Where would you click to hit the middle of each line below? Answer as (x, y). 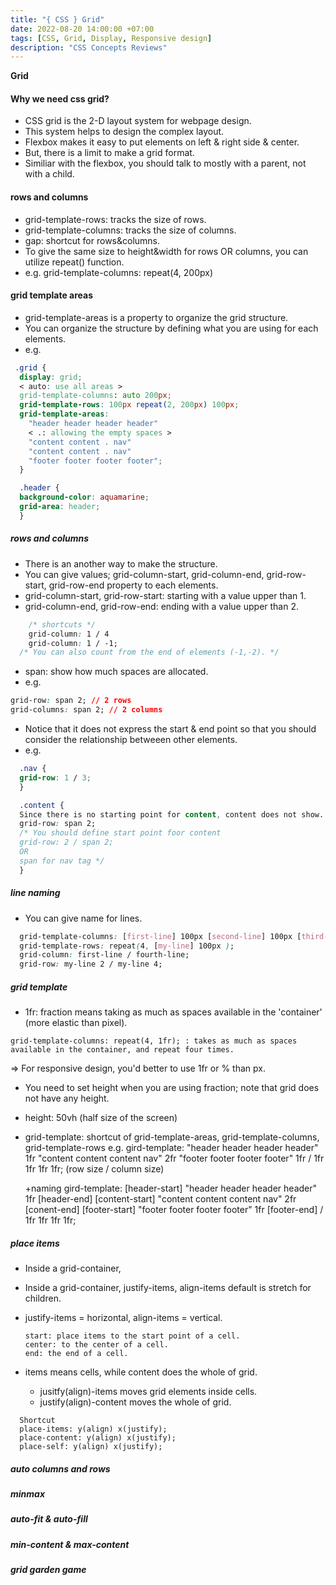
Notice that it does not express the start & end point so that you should (170, 729)
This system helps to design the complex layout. (124, 132)
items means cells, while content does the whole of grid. (141, 1372)
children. (43, 1298)
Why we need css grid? (60, 98)
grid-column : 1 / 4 (69, 634)
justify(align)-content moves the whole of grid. (135, 1402)
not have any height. (67, 1098)
